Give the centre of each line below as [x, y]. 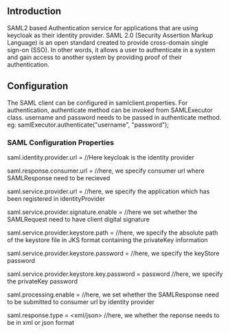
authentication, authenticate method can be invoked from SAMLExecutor [110, 110]
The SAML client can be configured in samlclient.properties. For [97, 103]
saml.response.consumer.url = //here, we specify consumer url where [106, 171]
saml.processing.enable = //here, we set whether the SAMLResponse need [113, 294]
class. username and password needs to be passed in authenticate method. [114, 117]
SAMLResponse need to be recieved [59, 178]
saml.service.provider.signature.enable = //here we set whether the [102, 212]
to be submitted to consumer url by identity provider [81, 301]
